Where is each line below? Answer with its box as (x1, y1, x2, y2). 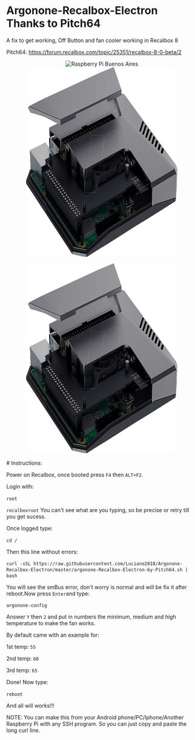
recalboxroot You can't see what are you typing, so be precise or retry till (6, 506, 190, 513)
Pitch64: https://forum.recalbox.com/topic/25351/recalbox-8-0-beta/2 (6, 48, 182, 55)
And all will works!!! (6, 702, 55, 709)
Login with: (6, 482, 35, 490)
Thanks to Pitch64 (6, 16, 101, 30)
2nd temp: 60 (6, 654, 39, 662)
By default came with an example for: (6, 631, 100, 639)
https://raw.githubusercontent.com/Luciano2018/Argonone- (33, 560, 183, 567)
